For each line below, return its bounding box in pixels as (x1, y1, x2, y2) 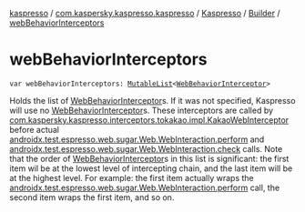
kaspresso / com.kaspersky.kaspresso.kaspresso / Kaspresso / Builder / (9, 8, 280, 18)
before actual (9, 124, 60, 135)
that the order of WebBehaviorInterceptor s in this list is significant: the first (9, 153, 290, 164)
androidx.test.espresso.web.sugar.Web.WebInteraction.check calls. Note (9, 143, 283, 154)
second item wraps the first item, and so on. (9, 191, 175, 203)
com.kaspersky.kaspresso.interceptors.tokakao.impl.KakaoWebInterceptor (9, 114, 290, 126)
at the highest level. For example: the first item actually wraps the (9, 172, 255, 183)
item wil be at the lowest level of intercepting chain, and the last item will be (9, 163, 293, 174)
